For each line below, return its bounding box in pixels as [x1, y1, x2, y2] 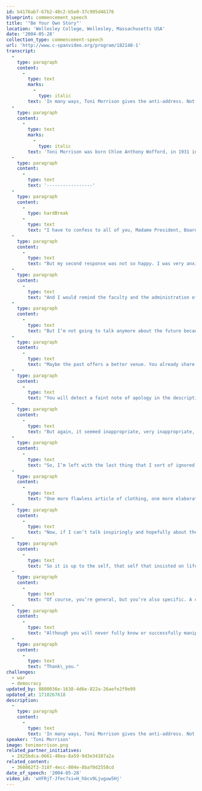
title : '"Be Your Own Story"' [6, 20, 82, 26]
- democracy [11, 680, 42, 686]
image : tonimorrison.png [6, 742, 69, 748]
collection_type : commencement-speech [6, 37, 103, 43]
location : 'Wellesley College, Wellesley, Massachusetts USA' [6, 25, 165, 32]
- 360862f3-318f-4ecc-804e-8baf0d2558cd [11, 765, 114, 771]
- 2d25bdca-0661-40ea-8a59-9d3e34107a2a [11, 753, 114, 759]
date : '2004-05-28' [6, 31, 55, 37]
